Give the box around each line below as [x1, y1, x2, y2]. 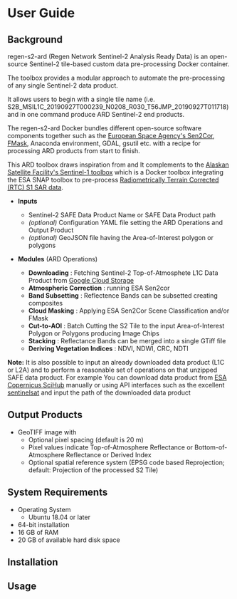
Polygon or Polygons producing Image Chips [28, 329, 160, 338]
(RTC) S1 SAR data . [7, 183, 64, 192]
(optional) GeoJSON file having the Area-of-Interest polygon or [28, 234, 214, 241]
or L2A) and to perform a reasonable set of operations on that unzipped [7, 365, 218, 374]
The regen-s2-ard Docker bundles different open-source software [7, 124, 202, 132]
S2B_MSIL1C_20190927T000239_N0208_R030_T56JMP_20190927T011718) [7, 103, 229, 111]
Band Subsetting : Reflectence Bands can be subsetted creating [28, 291, 218, 300]
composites [28, 299, 63, 307]
